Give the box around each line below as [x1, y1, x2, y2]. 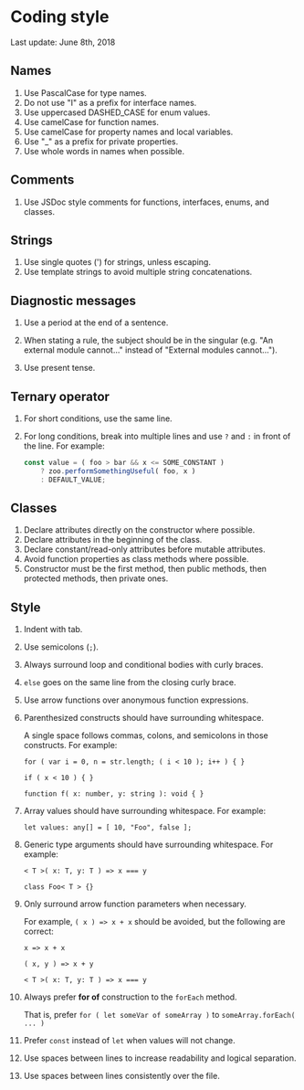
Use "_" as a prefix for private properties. [23, 135, 179, 147]
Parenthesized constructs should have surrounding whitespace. [23, 713, 264, 724]
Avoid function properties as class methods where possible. [23, 554, 249, 565]
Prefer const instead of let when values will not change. [23, 1035, 236, 1046]
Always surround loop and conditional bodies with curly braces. [23, 660, 264, 671]
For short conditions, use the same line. [23, 413, 173, 424]
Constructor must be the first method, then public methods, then [23, 564, 267, 575]
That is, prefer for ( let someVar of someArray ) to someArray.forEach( [23, 1010, 296, 1021]
